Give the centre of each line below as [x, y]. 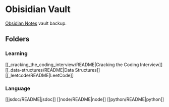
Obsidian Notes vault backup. [36, 23]
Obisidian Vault [38, 9]
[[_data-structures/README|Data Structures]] [53, 70]
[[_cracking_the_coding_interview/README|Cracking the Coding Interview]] [84, 65]
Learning [16, 54]
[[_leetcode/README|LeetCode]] [40, 75]
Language [18, 88]
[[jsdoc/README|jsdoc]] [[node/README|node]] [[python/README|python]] [85, 99]
